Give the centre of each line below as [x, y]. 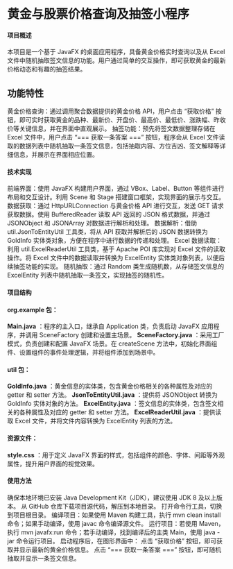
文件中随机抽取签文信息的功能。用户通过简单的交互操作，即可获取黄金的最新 [116, 60]
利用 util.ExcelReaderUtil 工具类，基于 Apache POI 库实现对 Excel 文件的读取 [116, 249]
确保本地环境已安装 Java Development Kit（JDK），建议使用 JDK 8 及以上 [112, 498]
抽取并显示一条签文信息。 [44, 558]
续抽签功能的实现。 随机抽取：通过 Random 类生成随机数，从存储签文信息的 [116, 266]
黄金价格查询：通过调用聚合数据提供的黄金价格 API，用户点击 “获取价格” [111, 111]
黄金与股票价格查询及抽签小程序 [98, 14]
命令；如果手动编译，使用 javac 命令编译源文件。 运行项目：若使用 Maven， [116, 523]
